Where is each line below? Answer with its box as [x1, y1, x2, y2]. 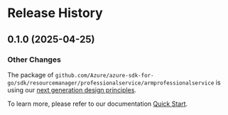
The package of [7, 70, 54, 79]
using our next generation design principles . [7, 85, 137, 94]
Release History [7, 5, 103, 21]
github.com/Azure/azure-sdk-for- [55, 72, 154, 79]
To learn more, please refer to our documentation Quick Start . [7, 99, 188, 108]
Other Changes [7, 55, 62, 65]
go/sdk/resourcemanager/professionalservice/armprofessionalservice [7, 80, 215, 87]
